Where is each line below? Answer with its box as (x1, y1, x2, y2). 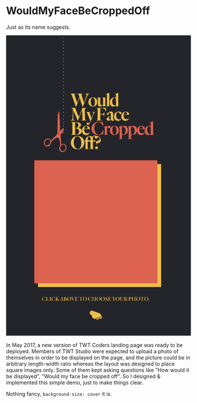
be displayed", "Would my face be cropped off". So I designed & (6, 373, 161, 380)
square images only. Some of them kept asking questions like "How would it (6, 367, 189, 374)
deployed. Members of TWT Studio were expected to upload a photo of (6, 348, 179, 355)
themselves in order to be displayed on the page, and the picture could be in (6, 354, 191, 361)
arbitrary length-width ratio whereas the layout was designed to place (6, 360, 175, 368)
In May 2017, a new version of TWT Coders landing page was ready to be (6, 342, 183, 349)
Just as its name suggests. (6, 23, 71, 31)
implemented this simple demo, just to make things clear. (6, 379, 144, 386)
